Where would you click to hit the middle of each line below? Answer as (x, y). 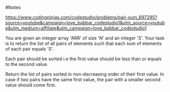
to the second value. (27, 64)
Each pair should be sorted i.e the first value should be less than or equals (83, 59)
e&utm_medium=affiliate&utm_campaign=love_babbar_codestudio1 (76, 28)
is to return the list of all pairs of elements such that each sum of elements (84, 43)
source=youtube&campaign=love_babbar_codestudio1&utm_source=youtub (85, 23)
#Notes (13, 7)
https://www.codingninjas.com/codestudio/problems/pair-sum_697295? (81, 17)
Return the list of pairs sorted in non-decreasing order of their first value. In (85, 74)
